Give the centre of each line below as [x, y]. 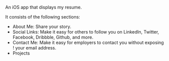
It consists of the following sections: [43, 17]
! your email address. [34, 48]
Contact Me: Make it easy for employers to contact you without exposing [88, 42]
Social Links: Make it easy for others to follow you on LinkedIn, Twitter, [86, 32]
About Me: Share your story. [42, 26]
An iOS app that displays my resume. [44, 7]
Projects [21, 53]
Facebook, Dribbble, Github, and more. [53, 37]
